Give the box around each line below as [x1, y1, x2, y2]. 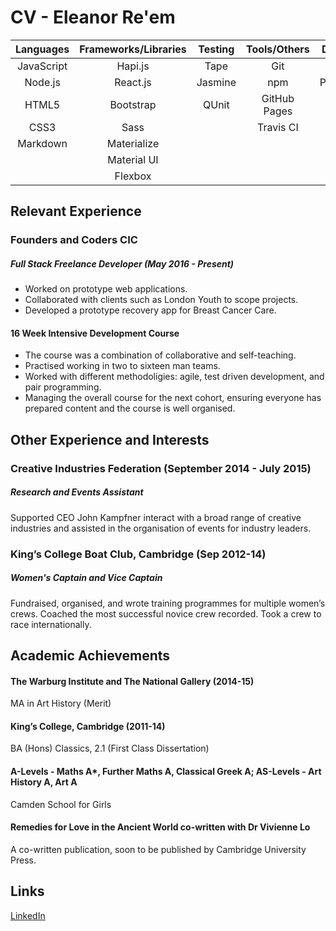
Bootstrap [109, 97, 157, 111]
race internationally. [10, 618, 92, 630]
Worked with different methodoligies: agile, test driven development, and [24, 371, 325, 383]
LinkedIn [10, 909, 46, 921]
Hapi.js [116, 59, 150, 73]
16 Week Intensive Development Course [10, 327, 180, 339]
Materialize [106, 136, 160, 150]
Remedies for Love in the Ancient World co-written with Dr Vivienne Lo [10, 821, 311, 833]
